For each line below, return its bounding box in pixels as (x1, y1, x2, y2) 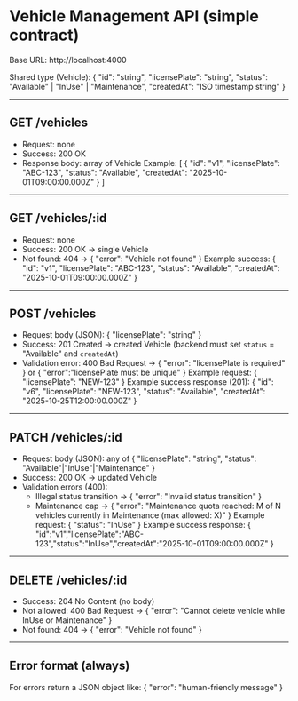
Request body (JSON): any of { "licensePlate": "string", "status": (21, 453, 257, 464)
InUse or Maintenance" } (21, 615, 113, 625)
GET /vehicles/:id (9, 211, 107, 226)
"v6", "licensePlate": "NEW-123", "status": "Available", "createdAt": (21, 386, 266, 397)
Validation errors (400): (21, 482, 108, 492)
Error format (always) (9, 658, 130, 673)
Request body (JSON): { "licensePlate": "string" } (21, 330, 202, 340)
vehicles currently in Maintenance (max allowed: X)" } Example (35, 510, 265, 521)
